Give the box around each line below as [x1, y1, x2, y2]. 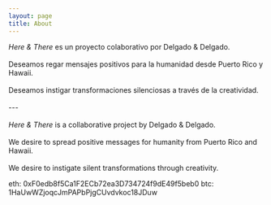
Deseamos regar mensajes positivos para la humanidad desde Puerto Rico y [8, 59, 264, 69]
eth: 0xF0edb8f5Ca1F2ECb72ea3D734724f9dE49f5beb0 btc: [8, 178, 214, 188]
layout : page [8, 11, 53, 20]
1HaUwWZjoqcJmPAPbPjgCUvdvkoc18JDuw [8, 187, 158, 197]
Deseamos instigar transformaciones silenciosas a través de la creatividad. [8, 85, 259, 94]
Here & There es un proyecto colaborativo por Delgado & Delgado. [8, 41, 230, 51]
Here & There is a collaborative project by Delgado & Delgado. [8, 120, 217, 129]
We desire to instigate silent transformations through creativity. [8, 163, 219, 172]
